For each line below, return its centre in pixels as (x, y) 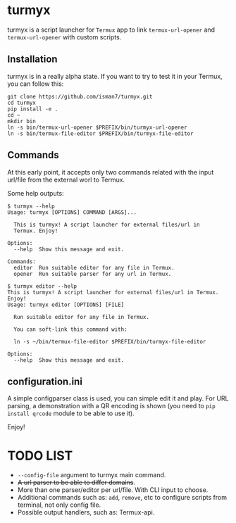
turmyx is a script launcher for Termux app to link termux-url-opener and (111, 30)
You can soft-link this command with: (71, 329)
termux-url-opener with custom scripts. (64, 37)
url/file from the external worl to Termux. (66, 179)
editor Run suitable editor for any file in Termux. (94, 267)
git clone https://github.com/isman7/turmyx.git (80, 96)
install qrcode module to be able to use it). (71, 413)
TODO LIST (40, 455)
